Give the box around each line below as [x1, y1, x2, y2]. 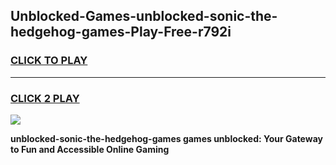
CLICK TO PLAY [10, 54, 88, 68]
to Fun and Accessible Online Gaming [10, 143, 170, 155]
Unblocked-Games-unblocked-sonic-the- [10, 8, 278, 25]
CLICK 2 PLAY [10, 91, 80, 105]
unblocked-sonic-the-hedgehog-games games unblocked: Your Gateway [10, 132, 323, 144]
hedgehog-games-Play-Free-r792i [10, 24, 232, 41]
